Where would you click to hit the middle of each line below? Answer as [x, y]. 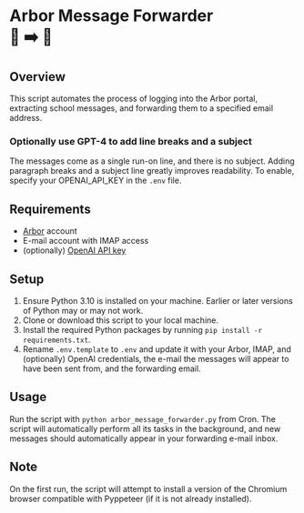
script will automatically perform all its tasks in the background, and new [145, 428]
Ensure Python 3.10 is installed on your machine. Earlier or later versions [157, 300]
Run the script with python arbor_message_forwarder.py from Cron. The [142, 418]
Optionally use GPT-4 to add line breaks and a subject [131, 141]
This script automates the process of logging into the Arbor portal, [133, 98]
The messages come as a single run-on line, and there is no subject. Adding [152, 161]
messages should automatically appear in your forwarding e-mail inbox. [144, 438]
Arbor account [50, 231]
